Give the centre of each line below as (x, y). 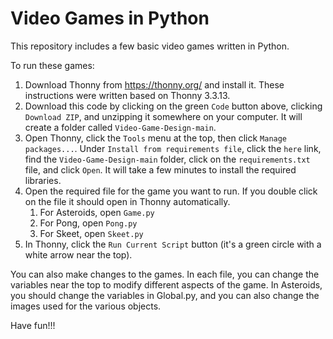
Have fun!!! (33, 325)
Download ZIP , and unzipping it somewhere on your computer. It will (163, 116)
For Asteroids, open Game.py (97, 212)
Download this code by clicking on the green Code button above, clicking (173, 106)
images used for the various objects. (86, 306)
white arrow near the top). (78, 254)
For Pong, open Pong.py (88, 223)
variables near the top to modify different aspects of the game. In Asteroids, (166, 284)
